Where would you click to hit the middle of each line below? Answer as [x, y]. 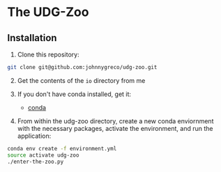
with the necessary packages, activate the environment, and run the [115, 128]
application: [34, 136]
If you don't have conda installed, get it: [74, 94]
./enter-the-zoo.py [36, 162]
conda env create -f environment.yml [62, 148]
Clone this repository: [48, 54]
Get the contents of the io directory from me [81, 80]
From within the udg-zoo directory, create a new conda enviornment [115, 121]
